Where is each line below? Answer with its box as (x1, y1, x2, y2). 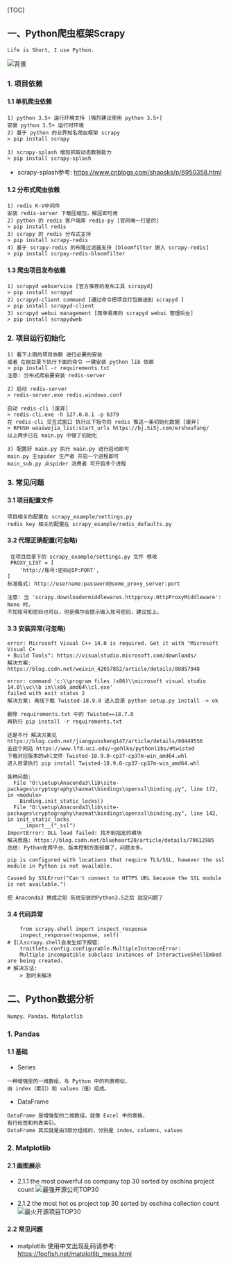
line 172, (190, 786, 219, 793)
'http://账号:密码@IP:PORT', (19, 566, 100, 573)
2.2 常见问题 (7, 1225, 43, 1234)
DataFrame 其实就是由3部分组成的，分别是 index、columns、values (7, 1127, 184, 1134)
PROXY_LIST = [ (10, 559, 54, 566)
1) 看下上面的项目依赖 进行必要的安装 (7, 351, 103, 358)
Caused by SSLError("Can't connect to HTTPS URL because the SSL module (7, 875, 222, 882)
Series (17, 1063, 36, 1072)
